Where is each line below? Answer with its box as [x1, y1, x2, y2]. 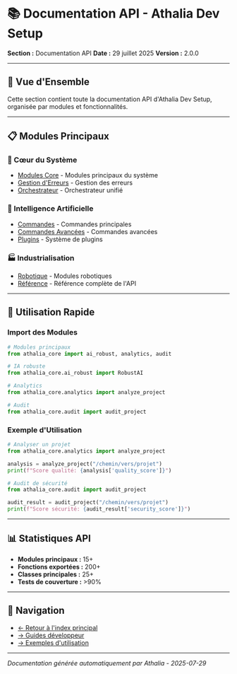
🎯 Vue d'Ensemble [7, 76, 90, 88]
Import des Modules [7, 327, 78, 337]
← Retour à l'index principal [17, 623, 98, 632]
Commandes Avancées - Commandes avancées [17, 227, 158, 236]
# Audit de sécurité [7, 480, 68, 487]
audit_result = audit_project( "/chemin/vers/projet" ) [7, 499, 169, 506]
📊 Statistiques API [7, 533, 92, 545]
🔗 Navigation [7, 605, 65, 617]
